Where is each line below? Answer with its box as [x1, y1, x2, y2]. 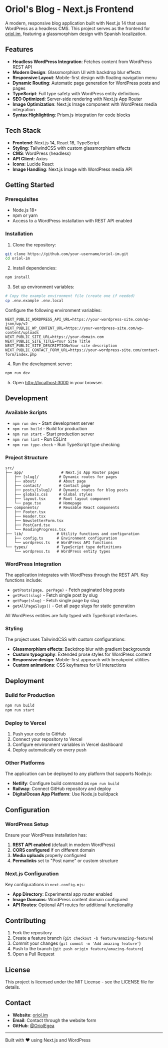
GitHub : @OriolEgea [12, 1022, 55, 1028]
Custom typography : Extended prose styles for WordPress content [12, 651, 151, 657]
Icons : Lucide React [12, 161, 54, 167]
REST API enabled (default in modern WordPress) [12, 842, 115, 848]
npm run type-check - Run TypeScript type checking [12, 442, 120, 448]
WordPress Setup [5, 821, 49, 828]
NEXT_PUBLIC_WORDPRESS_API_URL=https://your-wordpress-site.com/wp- [5, 317, 151, 322]
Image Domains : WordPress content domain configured [12, 897, 128, 903]
